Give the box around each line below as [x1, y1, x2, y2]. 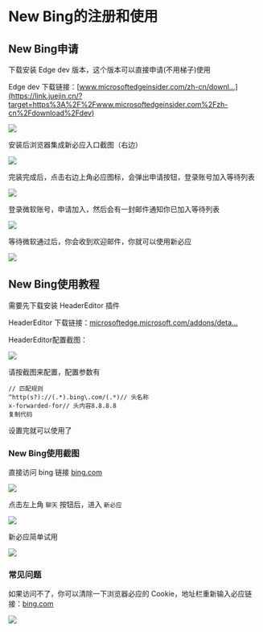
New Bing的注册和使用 [8, 7, 158, 26]
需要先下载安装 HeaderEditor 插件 [8, 300, 121, 310]
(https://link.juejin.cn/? [8, 91, 83, 101]
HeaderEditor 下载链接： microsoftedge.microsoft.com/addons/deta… [8, 318, 239, 327]
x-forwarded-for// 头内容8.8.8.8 [8, 401, 117, 410]
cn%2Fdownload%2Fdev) [8, 108, 95, 118]
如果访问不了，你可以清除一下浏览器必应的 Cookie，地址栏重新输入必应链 [8, 589, 253, 599]
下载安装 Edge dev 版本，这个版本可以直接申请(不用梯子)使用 [8, 65, 212, 74]
